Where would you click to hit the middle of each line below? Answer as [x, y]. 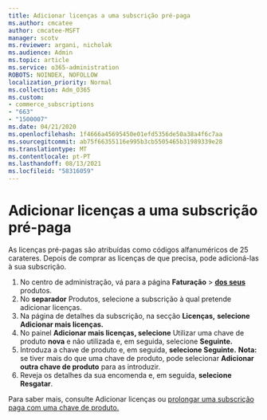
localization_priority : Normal [60, 82]
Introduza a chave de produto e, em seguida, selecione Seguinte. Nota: [138, 349]
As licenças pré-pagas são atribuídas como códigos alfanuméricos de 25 [128, 249]
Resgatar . [36, 383]
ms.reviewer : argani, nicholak [60, 45]
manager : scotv [33, 38]
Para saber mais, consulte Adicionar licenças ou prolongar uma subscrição [132, 398]
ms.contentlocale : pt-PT [49, 156]
